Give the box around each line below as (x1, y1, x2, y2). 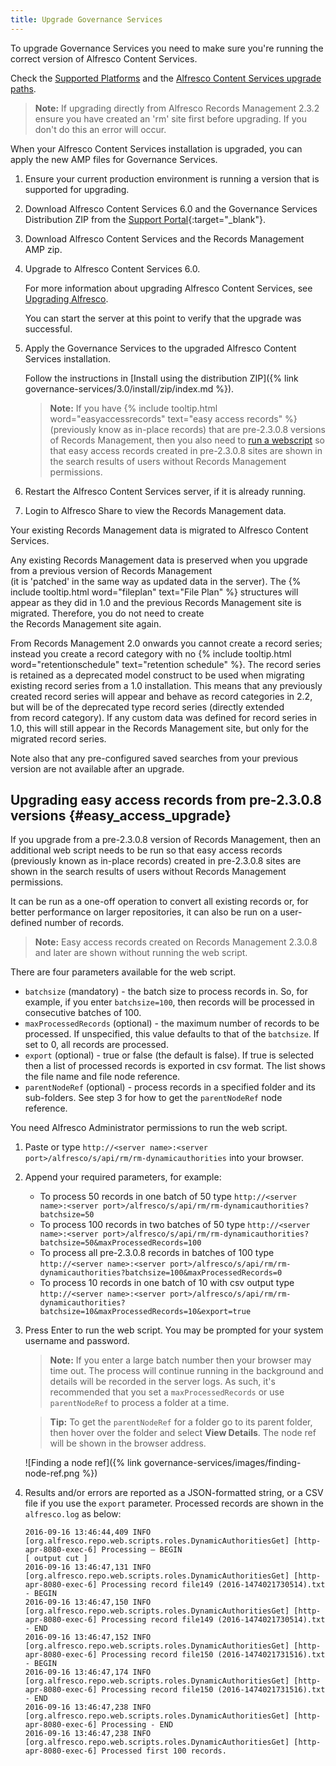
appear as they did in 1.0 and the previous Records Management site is (10, 596, 302, 608)
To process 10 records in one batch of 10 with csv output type (39, 1277, 295, 1289)
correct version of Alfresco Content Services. (10, 52, 198, 65)
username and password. (24, 1335, 130, 1347)
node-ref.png (24, 1467, 80, 1480)
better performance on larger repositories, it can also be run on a (10, 906, 278, 918)
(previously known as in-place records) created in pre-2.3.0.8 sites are (10, 855, 302, 867)
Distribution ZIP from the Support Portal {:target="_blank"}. (24, 213, 266, 225)
